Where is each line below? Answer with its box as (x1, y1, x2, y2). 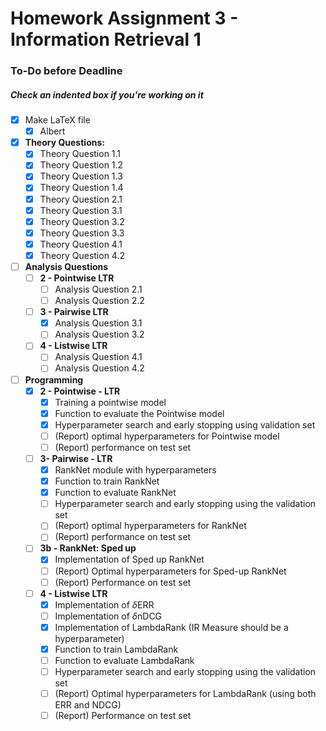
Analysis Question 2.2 (54, 295, 145, 307)
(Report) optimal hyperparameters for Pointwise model (54, 430, 280, 442)
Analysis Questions (24, 260, 109, 272)
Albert (39, 125, 66, 137)
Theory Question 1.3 (39, 170, 123, 182)
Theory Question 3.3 (39, 227, 125, 239)
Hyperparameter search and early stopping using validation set (54, 418, 316, 431)
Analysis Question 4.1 (54, 351, 143, 363)
